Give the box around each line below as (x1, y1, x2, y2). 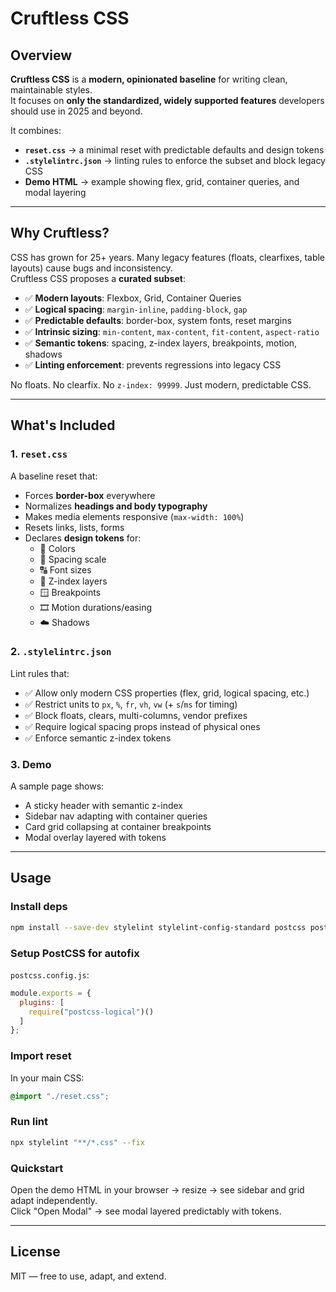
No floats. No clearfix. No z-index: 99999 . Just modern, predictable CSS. (10, 378, 312, 391)
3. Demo (10, 757, 52, 771)
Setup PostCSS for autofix (10, 946, 140, 960)
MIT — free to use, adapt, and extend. (10, 1270, 167, 1282)
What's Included (10, 417, 116, 434)
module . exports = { (10, 988, 92, 998)
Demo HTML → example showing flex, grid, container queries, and (24, 176, 300, 187)
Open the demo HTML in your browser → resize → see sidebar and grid (10, 1183, 305, 1196)
